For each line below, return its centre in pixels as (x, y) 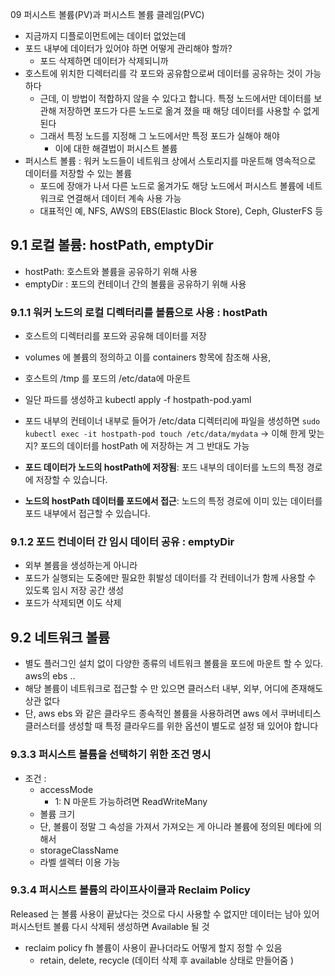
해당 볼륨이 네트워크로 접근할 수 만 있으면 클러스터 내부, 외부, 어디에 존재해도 (174, 689)
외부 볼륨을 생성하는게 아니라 (81, 565)
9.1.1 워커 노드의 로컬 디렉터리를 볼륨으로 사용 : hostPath (139, 312)
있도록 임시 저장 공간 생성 (74, 590)
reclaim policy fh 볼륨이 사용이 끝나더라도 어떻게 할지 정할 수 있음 (153, 947)
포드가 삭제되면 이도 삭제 (73, 603)
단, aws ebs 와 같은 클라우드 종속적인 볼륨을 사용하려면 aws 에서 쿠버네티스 (173, 714)
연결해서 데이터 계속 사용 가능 (124, 198)
